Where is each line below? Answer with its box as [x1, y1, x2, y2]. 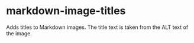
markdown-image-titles [6, 4, 126, 18]
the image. [6, 29, 33, 37]
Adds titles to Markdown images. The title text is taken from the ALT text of [6, 24, 189, 31]
